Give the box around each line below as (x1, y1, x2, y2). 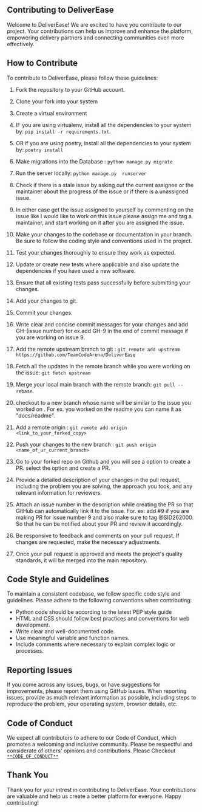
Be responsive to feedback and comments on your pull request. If (15, 532, 180, 539)
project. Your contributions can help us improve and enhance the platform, (7, 27, 194, 35)
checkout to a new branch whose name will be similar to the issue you (15, 399, 191, 406)
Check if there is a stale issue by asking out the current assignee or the (15, 181, 194, 188)
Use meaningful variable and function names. (15, 635, 130, 642)
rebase (15, 388, 33, 394)
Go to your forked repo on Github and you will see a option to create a (15, 458, 190, 465)
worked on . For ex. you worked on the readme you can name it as (15, 405, 181, 413)
